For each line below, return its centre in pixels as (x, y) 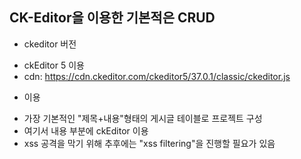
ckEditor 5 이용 (54, 65)
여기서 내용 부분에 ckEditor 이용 (86, 130)
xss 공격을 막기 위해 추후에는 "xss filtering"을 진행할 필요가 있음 (149, 143)
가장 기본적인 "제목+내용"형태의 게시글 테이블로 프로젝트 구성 (143, 118)
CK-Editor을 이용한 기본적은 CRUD (112, 18)
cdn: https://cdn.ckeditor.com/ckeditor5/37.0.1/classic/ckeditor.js (157, 76)
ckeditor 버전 (50, 44)
